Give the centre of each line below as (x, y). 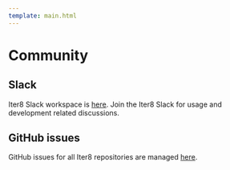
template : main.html (43, 16)
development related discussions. (64, 112)
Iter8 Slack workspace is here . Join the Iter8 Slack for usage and (115, 104)
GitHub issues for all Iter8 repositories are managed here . (103, 157)
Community (48, 55)
